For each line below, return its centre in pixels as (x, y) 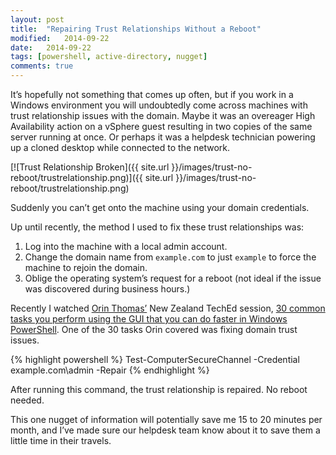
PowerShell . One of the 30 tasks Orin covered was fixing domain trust (154, 329)
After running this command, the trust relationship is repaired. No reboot (159, 389)
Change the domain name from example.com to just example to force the (170, 257)
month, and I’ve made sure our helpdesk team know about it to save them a (165, 430)
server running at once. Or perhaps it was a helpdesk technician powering (163, 137)
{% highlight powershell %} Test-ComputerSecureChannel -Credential (155, 359)
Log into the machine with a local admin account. (126, 246)
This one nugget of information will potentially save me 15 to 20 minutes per (166, 419)
